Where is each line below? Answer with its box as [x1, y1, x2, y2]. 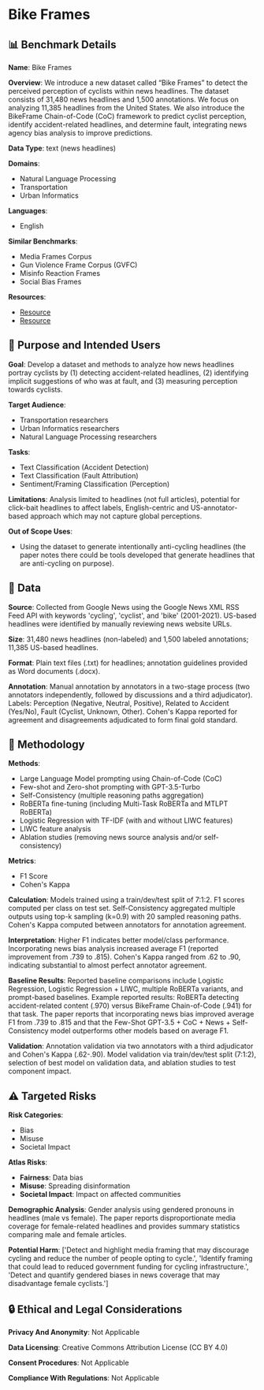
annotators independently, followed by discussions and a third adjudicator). [8, 689, 253, 699]
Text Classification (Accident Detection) [19, 463, 150, 472]
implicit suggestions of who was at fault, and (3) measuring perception [8, 376, 238, 385]
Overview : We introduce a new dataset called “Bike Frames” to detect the [8, 78, 248, 87]
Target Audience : [8, 400, 66, 409]
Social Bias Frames [19, 277, 82, 286]
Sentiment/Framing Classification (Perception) [19, 479, 170, 489]
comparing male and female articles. [8, 1230, 127, 1239]
